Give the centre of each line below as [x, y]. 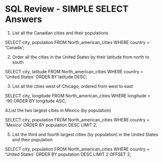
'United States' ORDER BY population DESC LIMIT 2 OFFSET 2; [68, 154]
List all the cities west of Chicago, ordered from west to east [72, 86]
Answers [24, 19]
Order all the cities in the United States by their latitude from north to [81, 57]
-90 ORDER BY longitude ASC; [36, 101]
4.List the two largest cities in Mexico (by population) [58, 110]
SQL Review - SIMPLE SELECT [67, 9]
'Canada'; [15, 47]
